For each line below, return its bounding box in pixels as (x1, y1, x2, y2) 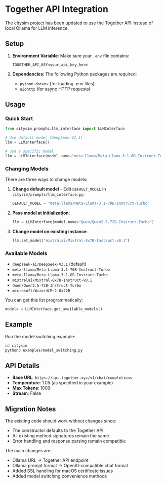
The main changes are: (5, 448, 52, 454)
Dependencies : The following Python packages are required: (12, 71, 137, 77)
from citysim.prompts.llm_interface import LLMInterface (5, 126, 125, 131)
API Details (5, 361, 40, 370)
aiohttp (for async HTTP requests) (19, 86, 91, 92)
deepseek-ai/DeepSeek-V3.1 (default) (12, 261, 86, 267)
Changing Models (5, 165, 49, 172)
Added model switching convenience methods (12, 473, 107, 479)
